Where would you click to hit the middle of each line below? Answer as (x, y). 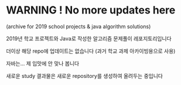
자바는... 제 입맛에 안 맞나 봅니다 (43, 63)
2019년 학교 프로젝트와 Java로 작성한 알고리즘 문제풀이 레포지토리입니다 (89, 38)
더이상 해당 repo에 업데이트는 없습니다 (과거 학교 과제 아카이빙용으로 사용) (91, 51)
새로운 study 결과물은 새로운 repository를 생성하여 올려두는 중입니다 (84, 76)
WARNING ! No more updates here (91, 10)
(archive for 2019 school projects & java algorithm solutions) (78, 26)
